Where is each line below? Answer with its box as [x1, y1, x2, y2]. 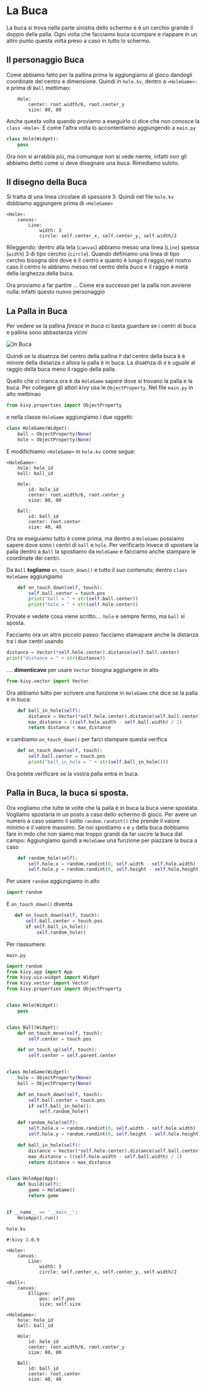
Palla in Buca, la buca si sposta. [6, 788, 129, 798]
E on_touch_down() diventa [6, 901, 73, 908]
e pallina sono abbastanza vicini [6, 329, 88, 336]
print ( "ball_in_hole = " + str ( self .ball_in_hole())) [28, 759, 169, 765]
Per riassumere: [6, 940, 47, 948]
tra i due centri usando [6, 638, 64, 645]
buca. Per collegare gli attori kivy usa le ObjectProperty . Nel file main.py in [6, 384, 194, 391]
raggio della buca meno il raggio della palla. [6, 365, 116, 373]
